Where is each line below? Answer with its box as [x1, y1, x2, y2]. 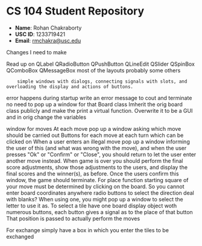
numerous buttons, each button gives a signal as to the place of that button [6, 208, 193, 215]
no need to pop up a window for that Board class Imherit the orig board [6, 101, 183, 108]
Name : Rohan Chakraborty [14, 24, 82, 31]
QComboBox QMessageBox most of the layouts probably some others [6, 66, 181, 74]
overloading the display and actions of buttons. [6, 83, 134, 90]
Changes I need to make [6, 48, 67, 55]
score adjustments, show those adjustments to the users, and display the [6, 163, 188, 171]
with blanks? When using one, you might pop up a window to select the [6, 195, 183, 203]
